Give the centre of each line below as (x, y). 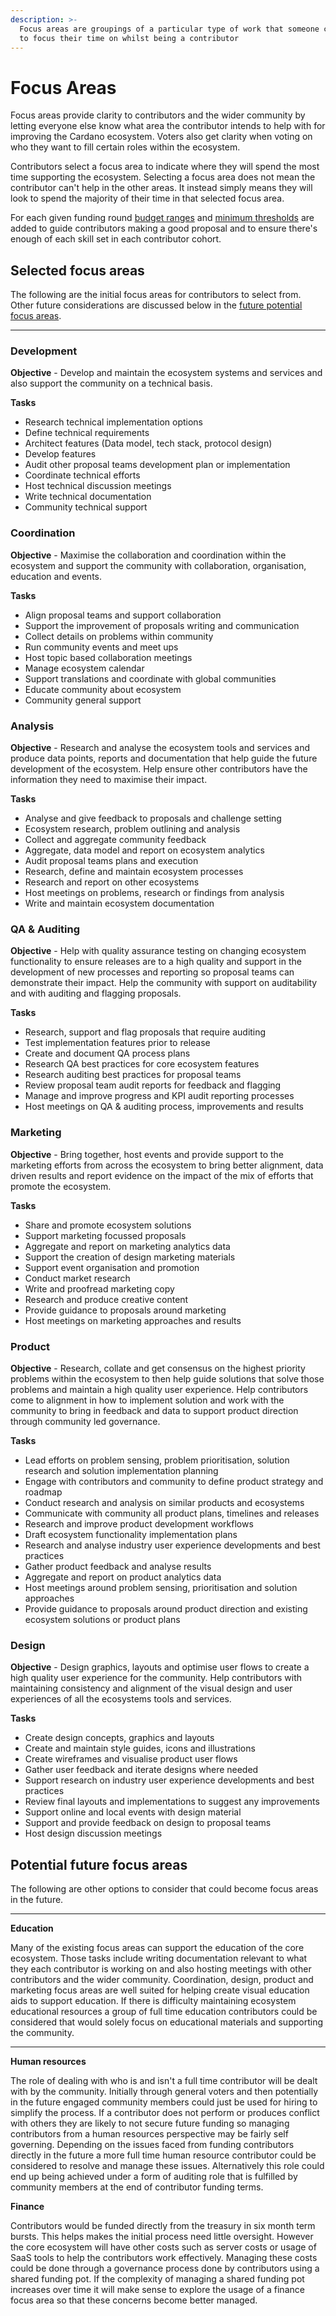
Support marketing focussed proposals (105, 1235)
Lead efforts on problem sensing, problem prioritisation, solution (157, 1460)
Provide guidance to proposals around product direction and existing (166, 1608)
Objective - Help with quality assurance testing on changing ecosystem (158, 951)
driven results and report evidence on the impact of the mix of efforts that (162, 1175)
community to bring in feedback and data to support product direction (154, 1410)
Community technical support (86, 507)
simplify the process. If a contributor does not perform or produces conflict (165, 2113)
